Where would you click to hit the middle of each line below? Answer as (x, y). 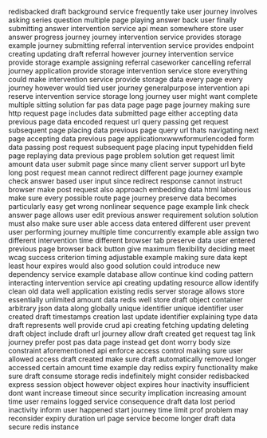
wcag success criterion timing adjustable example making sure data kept (128, 257)
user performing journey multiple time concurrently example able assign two (133, 232)
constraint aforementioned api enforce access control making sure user (126, 351)
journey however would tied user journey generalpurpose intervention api (129, 88)
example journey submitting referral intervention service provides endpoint (131, 45)
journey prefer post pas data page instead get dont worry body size (120, 342)
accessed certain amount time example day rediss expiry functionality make (133, 367)
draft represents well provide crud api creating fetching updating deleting (129, 325)
